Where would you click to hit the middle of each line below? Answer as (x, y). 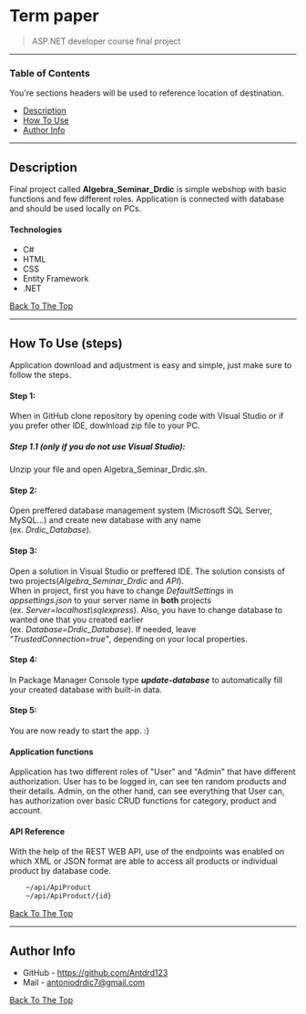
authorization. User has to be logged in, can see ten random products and (148, 782)
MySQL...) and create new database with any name (106, 520)
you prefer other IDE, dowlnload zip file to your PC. (105, 425)
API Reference (37, 831)
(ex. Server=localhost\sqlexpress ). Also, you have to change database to (146, 609)
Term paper (54, 16)
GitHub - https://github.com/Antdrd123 (95, 973)
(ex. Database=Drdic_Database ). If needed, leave (103, 629)
